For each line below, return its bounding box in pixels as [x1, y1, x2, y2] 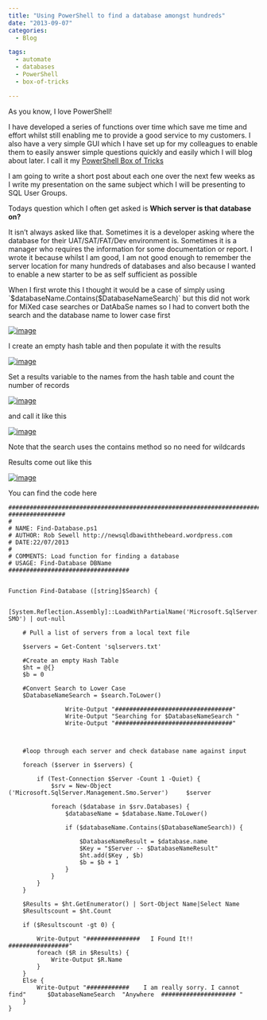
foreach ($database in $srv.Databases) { [50, 802, 191, 811]
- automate [15, 56, 52, 64]
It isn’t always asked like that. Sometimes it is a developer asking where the [8, 227, 255, 237]
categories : [8, 26, 48, 34]
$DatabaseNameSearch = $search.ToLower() [22, 691, 161, 700]
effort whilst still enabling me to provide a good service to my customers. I [8, 130, 251, 140]
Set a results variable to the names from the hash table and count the [8, 371, 234, 382]
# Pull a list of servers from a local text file [22, 629, 191, 637]
